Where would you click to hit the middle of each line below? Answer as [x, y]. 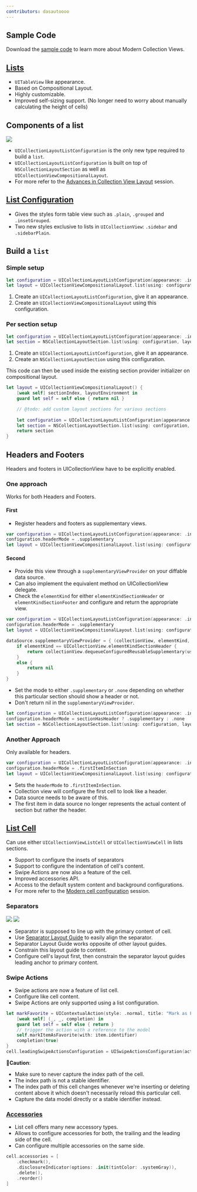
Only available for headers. [39, 752]
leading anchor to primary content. [56, 962]
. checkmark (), [34, 1162]
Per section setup [32, 324]
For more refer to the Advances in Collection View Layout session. [94, 182]
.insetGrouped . [33, 220]
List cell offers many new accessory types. [66, 1127]
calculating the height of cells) [51, 107]
